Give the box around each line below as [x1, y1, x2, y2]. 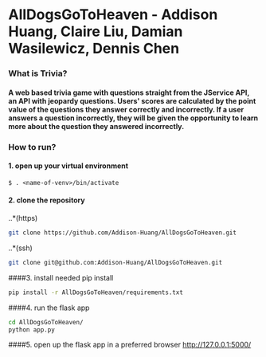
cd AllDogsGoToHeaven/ [8, 318, 84, 326]
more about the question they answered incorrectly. [8, 121, 185, 131]
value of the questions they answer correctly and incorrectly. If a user [8, 104, 244, 114]
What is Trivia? [8, 68, 68, 79]
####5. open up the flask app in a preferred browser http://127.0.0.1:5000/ [8, 340, 252, 350]
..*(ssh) [8, 243, 33, 253]
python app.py [8, 325, 56, 334]
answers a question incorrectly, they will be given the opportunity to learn [8, 113, 259, 123]
